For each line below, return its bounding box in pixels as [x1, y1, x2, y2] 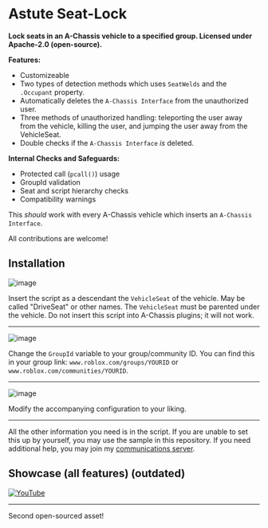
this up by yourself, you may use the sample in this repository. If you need [8, 435, 251, 444]
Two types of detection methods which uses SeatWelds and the [19, 79, 227, 88]
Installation [8, 256, 65, 271]
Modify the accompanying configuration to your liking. [8, 404, 187, 413]
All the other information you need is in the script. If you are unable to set [8, 427, 249, 436]
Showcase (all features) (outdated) [8, 467, 186, 480]
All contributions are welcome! [8, 233, 108, 243]
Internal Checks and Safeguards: [8, 153, 120, 163]
